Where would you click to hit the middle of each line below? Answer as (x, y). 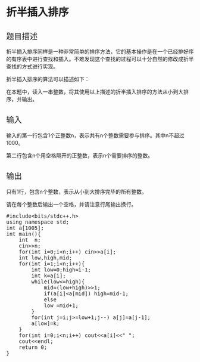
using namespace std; (38, 222)
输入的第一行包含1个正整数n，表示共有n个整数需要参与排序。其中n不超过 (95, 135)
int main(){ (24, 234)
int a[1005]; (25, 228)
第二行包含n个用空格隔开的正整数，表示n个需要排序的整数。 (80, 155)
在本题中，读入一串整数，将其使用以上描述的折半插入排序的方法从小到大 (95, 92)
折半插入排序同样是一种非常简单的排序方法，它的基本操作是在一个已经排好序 (100, 52)
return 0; (33, 347)
